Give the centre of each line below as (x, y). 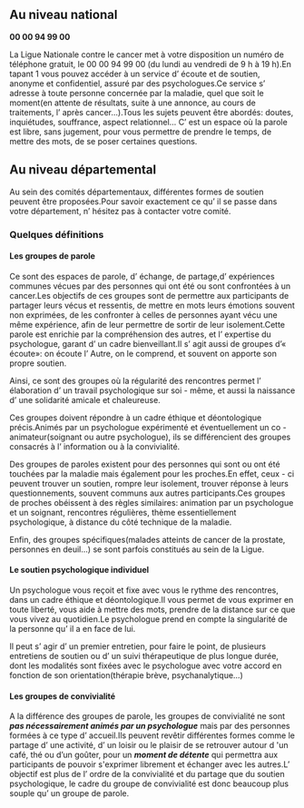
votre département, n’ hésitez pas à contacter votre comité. (120, 211)
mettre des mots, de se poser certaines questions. (103, 141)
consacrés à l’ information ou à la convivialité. (95, 446)
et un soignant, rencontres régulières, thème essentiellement (123, 512)
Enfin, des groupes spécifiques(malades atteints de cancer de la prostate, (147, 539)
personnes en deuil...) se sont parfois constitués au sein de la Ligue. (137, 549)
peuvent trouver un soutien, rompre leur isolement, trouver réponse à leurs (149, 483)
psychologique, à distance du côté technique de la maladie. (121, 522)
